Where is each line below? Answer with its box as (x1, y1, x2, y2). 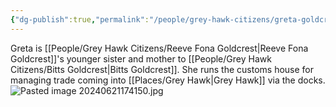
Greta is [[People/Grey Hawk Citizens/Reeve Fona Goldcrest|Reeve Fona (10, 42, 309, 54)
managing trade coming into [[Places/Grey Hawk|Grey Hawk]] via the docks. (10, 74, 326, 86)
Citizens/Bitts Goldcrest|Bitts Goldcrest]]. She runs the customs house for (10, 63, 315, 75)
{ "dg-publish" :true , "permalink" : (10, 14, 150, 25)
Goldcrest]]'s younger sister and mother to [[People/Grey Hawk (10, 52, 272, 65)
